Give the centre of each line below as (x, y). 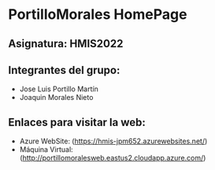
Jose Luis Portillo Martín (59, 89)
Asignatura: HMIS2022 (66, 44)
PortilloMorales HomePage (98, 15)
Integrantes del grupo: (64, 70)
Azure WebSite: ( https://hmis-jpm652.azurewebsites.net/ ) (113, 141)
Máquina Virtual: (46, 150)
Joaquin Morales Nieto (56, 98)
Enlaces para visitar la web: (77, 122)
